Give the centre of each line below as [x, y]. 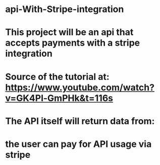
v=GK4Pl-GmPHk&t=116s [59, 98]
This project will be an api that [69, 32]
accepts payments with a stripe [73, 43]
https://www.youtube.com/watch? [80, 87]
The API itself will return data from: [80, 121]
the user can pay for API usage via [78, 144]
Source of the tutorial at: [57, 77]
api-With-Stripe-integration [65, 9]
